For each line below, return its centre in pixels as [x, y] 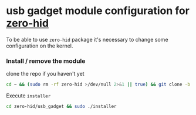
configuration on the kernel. [40, 46]
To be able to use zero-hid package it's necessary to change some [87, 39]
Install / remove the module [46, 61]
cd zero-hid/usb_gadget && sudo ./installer [61, 107]
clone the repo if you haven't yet [45, 74]
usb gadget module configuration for [98, 11]
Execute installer [28, 96]
